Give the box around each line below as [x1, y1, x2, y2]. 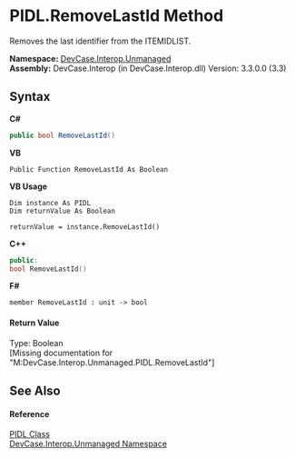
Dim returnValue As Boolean [9, 206, 116, 215]
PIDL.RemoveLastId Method [9, 5, 224, 26]
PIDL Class [9, 429, 50, 440]
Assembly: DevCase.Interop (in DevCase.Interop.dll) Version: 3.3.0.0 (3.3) [9, 63, 287, 74]
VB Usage [9, 181, 48, 192]
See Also [9, 383, 61, 398]
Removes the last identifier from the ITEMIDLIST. [9, 35, 192, 46]
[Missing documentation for [9, 347, 113, 358]
